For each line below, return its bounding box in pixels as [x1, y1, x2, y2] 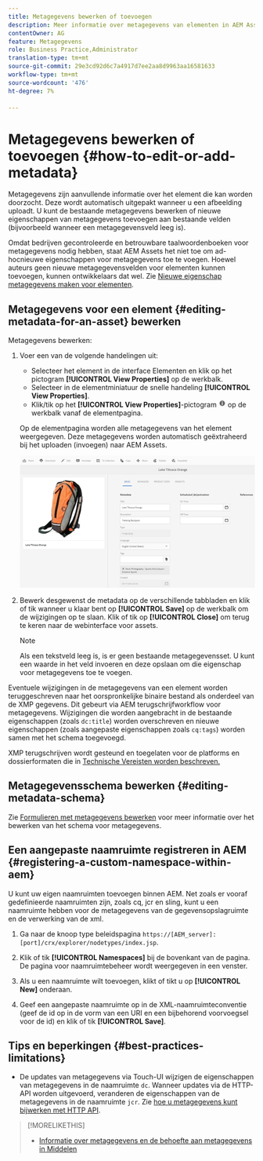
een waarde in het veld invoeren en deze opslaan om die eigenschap [19, 659, 241, 669]
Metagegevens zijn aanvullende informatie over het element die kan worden [8, 189, 253, 199]
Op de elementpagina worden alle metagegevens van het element [19, 424, 232, 433]
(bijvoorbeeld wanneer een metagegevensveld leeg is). [8, 223, 186, 232]
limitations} [8, 1052, 67, 1065]
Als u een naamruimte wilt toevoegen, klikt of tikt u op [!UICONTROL [19, 976, 241, 985]
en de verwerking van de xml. [8, 914, 104, 923]
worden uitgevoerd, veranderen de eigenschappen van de [32, 1089, 221, 1098]
